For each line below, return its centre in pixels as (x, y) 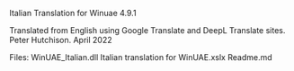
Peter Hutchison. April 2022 (61, 40)
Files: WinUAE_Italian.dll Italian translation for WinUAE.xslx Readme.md (141, 57)
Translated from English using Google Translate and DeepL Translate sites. (147, 30)
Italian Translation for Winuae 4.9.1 (73, 13)
